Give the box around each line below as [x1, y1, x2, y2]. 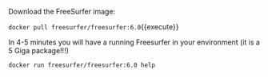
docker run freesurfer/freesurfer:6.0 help [8, 61, 156, 69]
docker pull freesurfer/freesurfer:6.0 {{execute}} [8, 22, 179, 31]
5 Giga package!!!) [8, 46, 70, 55]
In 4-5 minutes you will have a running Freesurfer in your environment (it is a [8, 37, 260, 47]
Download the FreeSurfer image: [8, 7, 116, 16]
